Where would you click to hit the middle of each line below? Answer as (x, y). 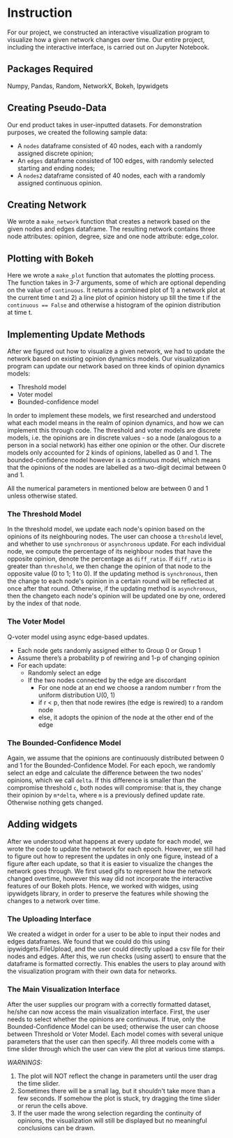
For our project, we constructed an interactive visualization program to (108, 32)
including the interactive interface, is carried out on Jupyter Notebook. (108, 47)
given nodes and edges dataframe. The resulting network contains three (111, 229)
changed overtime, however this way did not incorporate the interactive (110, 878)
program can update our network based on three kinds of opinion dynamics (116, 366)
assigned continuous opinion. (60, 182)
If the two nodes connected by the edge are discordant (107, 680)
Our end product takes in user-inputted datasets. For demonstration (105, 124)
